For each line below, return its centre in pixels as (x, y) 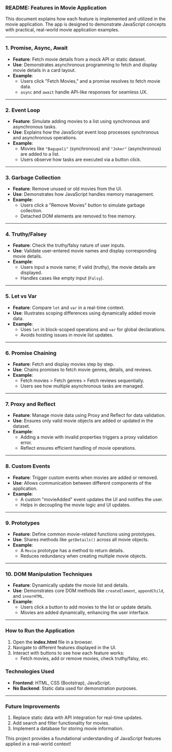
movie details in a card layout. (44, 70)
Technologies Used (30, 671)
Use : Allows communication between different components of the (82, 483)
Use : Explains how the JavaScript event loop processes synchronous (86, 132)
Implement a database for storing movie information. (68, 728)
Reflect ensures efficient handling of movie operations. (78, 448)
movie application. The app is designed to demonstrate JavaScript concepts (86, 24)
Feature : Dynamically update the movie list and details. (71, 585)
